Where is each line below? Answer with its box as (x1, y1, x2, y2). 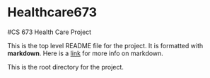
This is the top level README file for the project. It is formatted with (7, 41, 204, 50)
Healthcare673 (7, 4, 98, 21)
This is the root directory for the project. (7, 62, 124, 71)
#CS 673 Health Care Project (7, 28, 92, 36)
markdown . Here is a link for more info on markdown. (7, 49, 164, 57)
